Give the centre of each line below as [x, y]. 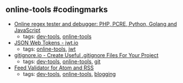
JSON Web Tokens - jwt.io [46, 42]
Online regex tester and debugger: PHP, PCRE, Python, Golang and [96, 24]
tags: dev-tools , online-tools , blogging [69, 74]
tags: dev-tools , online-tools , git [62, 61]
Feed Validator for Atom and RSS [54, 68]
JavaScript [27, 30]
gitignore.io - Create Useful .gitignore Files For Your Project [86, 55]
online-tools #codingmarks [57, 10]
